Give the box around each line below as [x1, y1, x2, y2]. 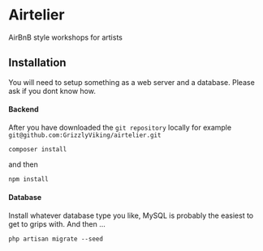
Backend [8, 104, 39, 114]
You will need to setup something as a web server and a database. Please [8, 77, 256, 87]
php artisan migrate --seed [8, 235, 104, 244]
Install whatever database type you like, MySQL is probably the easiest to [8, 211, 254, 220]
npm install [8, 175, 49, 183]
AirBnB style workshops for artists [8, 32, 123, 42]
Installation [8, 56, 67, 70]
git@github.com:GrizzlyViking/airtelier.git [8, 131, 162, 139]
